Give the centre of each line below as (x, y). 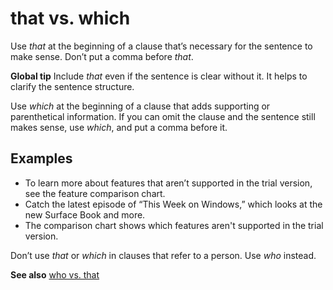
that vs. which (70, 18)
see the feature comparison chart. (95, 193)
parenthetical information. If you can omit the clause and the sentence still (163, 116)
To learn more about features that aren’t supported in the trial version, (168, 183)
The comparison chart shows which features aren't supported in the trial (174, 225)
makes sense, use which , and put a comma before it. (119, 127)
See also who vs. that (55, 274)
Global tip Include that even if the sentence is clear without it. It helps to (159, 76)
